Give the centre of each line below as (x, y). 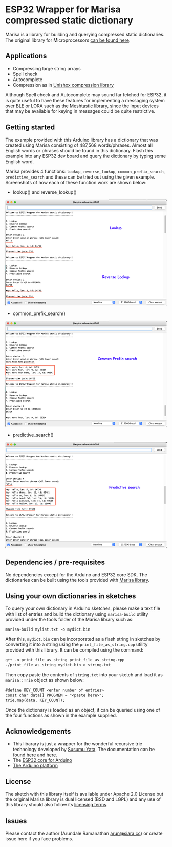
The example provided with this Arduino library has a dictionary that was (82, 140)
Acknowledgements (38, 731)
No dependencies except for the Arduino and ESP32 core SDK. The (76, 574)
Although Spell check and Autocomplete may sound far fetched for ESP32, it (86, 95)
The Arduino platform (35, 765)
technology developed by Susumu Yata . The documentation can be (84, 749)
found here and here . (35, 755)
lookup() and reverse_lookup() (45, 192)
